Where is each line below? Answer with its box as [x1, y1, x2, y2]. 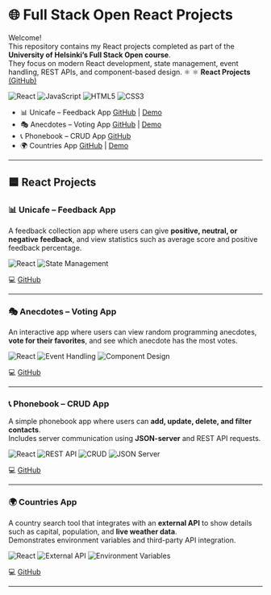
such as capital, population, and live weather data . [8, 526, 177, 536]
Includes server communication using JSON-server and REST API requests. [8, 434, 261, 443]
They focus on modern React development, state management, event [8, 58, 239, 68]
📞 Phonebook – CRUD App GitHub [19, 131, 131, 140]
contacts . [8, 425, 42, 435]
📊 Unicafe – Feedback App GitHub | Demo [19, 107, 163, 117]
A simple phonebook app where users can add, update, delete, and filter [8, 417, 252, 426]
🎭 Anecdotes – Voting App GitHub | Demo [19, 119, 162, 129]
